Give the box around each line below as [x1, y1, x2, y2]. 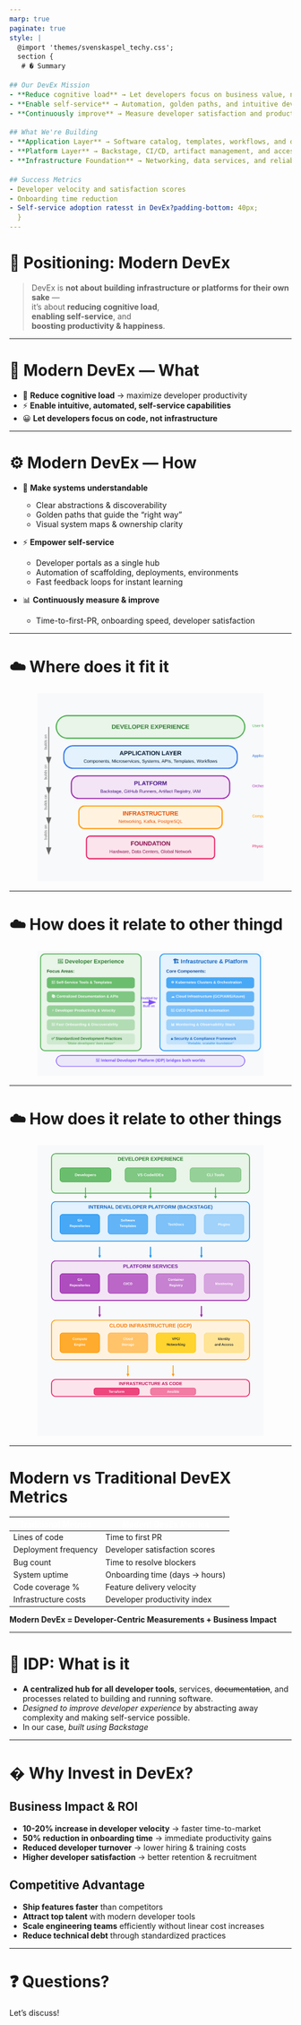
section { [17, 52, 54, 62]
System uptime [13, 1569, 69, 1579]
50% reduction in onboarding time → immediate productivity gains [21, 1832, 272, 1843]
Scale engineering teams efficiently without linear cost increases [21, 1920, 265, 1931]
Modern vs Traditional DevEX [9, 1467, 231, 1488]
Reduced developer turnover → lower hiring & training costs [21, 1842, 246, 1853]
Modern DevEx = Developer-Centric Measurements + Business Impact [9, 1614, 278, 1624]
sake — [30, 291, 60, 302]
